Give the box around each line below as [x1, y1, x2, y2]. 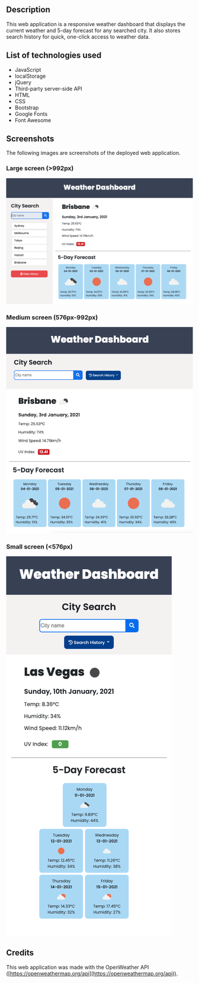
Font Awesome [14, 116, 52, 123]
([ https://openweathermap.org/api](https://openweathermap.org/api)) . [6, 970, 178, 977]
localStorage [14, 72, 46, 80]
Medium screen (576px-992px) [6, 313, 98, 321]
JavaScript [14, 66, 41, 73]
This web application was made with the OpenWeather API [6, 963, 149, 971]
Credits [6, 948, 34, 958]
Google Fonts [14, 110, 48, 118]
